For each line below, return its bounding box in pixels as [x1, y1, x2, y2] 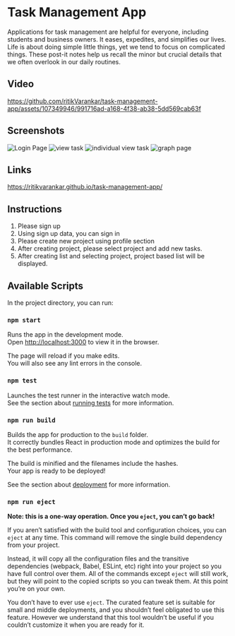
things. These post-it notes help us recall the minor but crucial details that [7, 50, 222, 59]
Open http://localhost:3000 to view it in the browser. [7, 338, 159, 347]
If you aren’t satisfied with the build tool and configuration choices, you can [7, 526, 227, 534]
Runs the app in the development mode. [7, 330, 123, 339]
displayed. [17, 259, 48, 268]
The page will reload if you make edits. [7, 352, 120, 360]
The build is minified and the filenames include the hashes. [7, 459, 179, 467]
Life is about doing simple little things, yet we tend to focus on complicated [7, 42, 225, 51]
